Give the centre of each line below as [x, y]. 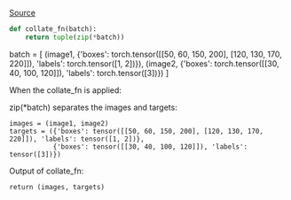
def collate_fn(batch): [53, 29]
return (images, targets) [57, 187]
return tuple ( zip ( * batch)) [75, 37]
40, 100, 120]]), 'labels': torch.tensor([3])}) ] [89, 73]
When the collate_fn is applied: [66, 90]
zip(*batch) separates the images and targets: [93, 107]
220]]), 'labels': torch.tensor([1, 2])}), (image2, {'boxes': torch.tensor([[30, [144, 63]
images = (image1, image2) [59, 123]
